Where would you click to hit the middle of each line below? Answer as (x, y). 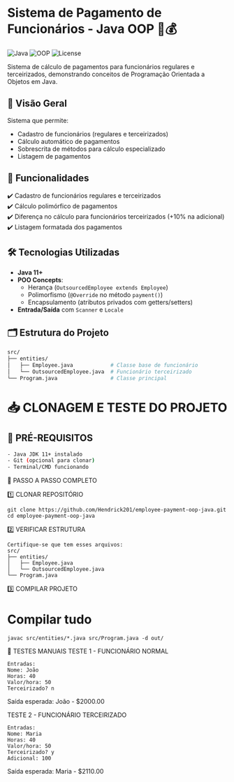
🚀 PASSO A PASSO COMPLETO (52, 481)
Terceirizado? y (31, 753)
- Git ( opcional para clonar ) (51, 461)
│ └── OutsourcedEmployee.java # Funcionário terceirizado (100, 372)
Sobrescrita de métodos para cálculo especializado (91, 149)
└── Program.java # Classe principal (87, 378)
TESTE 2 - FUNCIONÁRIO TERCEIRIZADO (67, 715)
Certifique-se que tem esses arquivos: (65, 545)
